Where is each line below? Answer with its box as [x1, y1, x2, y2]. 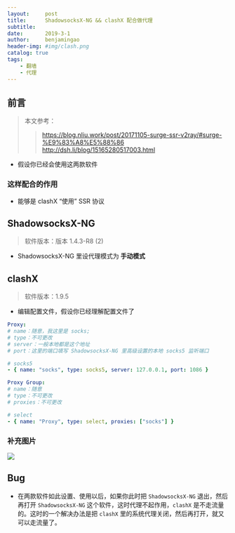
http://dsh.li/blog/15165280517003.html [41, 145, 156, 154]
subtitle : [7, 23, 36, 30]
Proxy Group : [7, 379, 46, 386]
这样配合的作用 [7, 180, 58, 190]
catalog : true [7, 50, 49, 57]
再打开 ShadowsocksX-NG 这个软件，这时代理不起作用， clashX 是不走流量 [17, 500, 224, 509]
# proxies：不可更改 [7, 398, 62, 406]
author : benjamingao [7, 37, 80, 44]
